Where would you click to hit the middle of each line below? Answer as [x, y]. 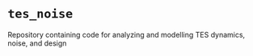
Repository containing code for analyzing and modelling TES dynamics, [126, 34]
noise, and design [37, 43]
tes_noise [40, 14]
